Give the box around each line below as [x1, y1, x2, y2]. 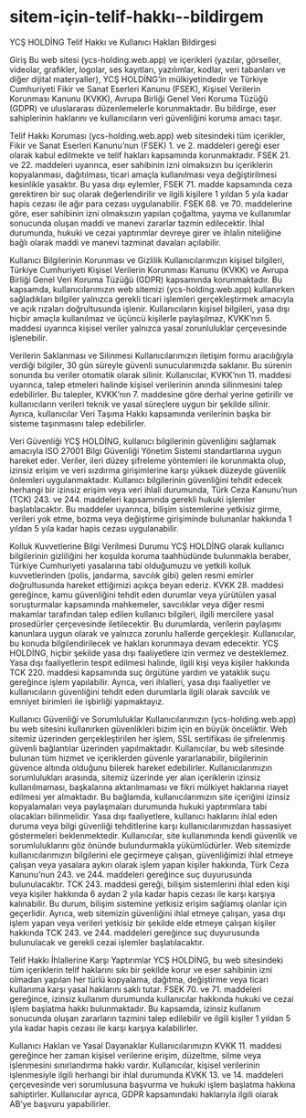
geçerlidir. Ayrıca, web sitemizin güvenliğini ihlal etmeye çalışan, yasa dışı [9, 907, 286, 919]
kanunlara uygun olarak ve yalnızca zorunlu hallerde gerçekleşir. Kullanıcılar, [9, 628, 296, 638]
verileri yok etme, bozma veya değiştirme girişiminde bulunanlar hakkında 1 [9, 513, 292, 524]
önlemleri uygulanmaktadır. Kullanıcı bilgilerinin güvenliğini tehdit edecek [9, 474, 283, 485]
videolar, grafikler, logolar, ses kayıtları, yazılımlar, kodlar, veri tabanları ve [9, 64, 286, 75]
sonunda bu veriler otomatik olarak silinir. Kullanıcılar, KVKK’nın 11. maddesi [9, 369, 292, 380]
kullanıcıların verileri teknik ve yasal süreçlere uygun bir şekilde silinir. [9, 398, 271, 409]
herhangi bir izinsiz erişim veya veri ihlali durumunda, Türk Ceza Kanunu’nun [9, 484, 298, 495]
